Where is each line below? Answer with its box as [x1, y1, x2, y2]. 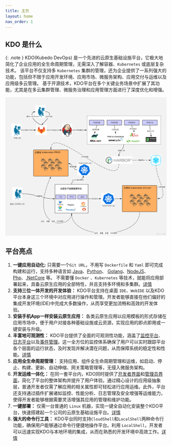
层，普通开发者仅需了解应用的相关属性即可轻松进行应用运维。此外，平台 [12, 383, 165, 390]
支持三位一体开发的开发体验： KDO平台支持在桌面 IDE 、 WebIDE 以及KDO [12, 287, 165, 294]
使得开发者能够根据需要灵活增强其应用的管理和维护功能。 [12, 396, 134, 402]
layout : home [5, 13, 33, 19]
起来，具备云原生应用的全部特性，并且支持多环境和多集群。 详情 [17, 281, 152, 287]
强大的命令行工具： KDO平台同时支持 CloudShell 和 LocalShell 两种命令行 [12, 416, 164, 422]
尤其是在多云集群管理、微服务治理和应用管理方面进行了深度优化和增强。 [14, 87, 167, 93]
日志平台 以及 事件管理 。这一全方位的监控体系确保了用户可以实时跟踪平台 [12, 339, 165, 345]
